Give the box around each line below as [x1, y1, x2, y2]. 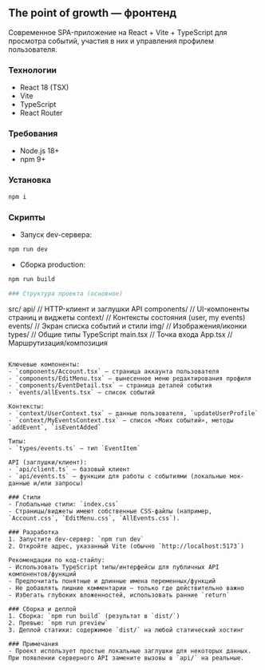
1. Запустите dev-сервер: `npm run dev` [8, 535, 145, 543]
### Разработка [8, 528, 59, 536]
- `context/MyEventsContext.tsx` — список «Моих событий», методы [8, 416, 234, 424]
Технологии [8, 64, 57, 75]
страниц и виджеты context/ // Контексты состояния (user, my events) [8, 312, 246, 322]
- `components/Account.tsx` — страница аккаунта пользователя [8, 367, 220, 375]
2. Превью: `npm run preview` [8, 619, 109, 627]
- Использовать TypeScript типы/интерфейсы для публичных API [8, 563, 220, 571]
